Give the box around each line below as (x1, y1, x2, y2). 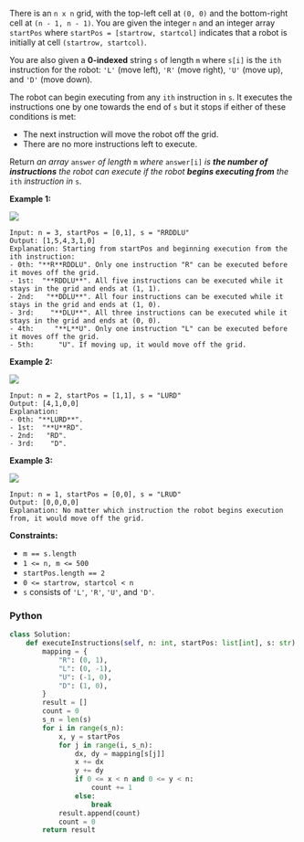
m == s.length (22, 549, 77, 559)
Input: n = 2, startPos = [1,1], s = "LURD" (9, 391, 182, 400)
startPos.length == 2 (22, 569, 105, 578)
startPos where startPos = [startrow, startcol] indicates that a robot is (9, 27, 288, 37)
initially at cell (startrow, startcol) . (9, 37, 148, 48)
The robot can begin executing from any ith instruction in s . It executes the (9, 91, 293, 102)
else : (74, 791, 96, 801)
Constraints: (9, 530, 58, 540)
